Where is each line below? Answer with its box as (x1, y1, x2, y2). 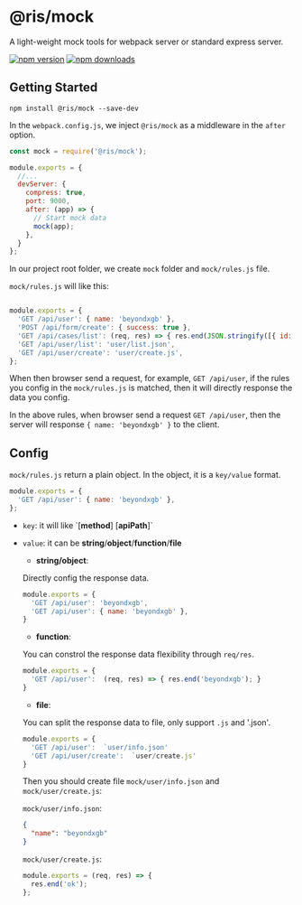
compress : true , (25, 188, 87, 198)
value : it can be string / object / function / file (22, 537, 182, 548)
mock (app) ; (32, 221, 75, 231)
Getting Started (9, 79, 98, 96)
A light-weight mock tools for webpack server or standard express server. (9, 36, 284, 47)
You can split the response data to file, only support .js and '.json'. (22, 716, 271, 728)
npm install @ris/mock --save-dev (9, 104, 140, 113)
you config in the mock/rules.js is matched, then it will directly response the (9, 382, 293, 394)
